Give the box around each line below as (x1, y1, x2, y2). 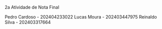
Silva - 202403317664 (5, 19, 51, 25)
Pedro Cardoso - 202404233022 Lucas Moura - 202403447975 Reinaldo (5, 14, 157, 19)
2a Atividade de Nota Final (5, 4, 60, 10)
